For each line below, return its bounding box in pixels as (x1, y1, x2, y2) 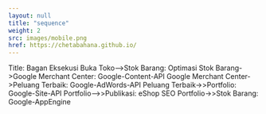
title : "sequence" (8, 19, 69, 27)
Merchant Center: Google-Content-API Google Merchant (38, 72, 225, 81)
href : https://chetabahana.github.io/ (8, 41, 137, 49)
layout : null (8, 11, 52, 20)
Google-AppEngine (8, 97, 72, 107)
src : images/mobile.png (8, 33, 88, 42)
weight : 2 (8, 26, 41, 34)
